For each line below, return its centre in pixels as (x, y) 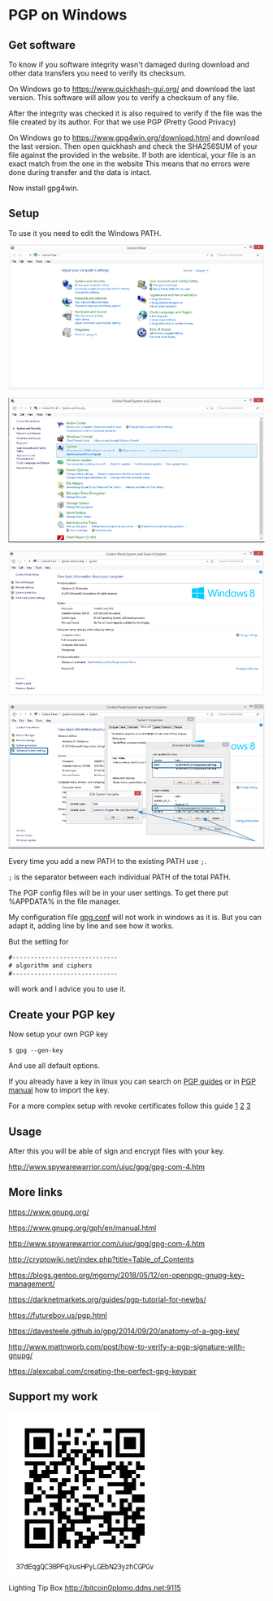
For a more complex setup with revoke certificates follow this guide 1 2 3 (130, 1106)
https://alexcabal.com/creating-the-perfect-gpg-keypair (103, 1371)
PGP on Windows (68, 15)
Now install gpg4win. (44, 188)
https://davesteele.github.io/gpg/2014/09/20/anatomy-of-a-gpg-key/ (124, 1331)
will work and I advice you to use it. (67, 989)
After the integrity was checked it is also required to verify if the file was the (135, 113)
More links (36, 1192)
